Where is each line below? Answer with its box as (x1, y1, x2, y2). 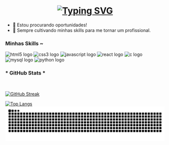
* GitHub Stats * (5, 69, 46, 77)
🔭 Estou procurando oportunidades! (12, 22, 88, 28)
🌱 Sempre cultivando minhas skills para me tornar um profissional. (12, 27, 151, 33)
